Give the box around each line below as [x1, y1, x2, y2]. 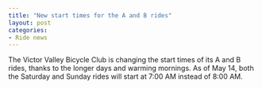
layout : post [8, 19, 52, 27]
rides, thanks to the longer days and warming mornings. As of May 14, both [8, 64, 254, 73]
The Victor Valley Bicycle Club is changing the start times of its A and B [8, 55, 241, 65]
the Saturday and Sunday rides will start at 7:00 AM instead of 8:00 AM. [8, 72, 244, 81]
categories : [8, 26, 48, 34]
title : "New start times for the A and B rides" [8, 11, 172, 20]
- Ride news [8, 33, 48, 42]
